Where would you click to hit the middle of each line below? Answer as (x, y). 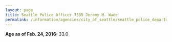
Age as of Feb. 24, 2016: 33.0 (37, 34)
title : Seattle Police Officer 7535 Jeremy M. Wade (61, 15)
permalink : (17, 19)
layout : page (19, 10)
